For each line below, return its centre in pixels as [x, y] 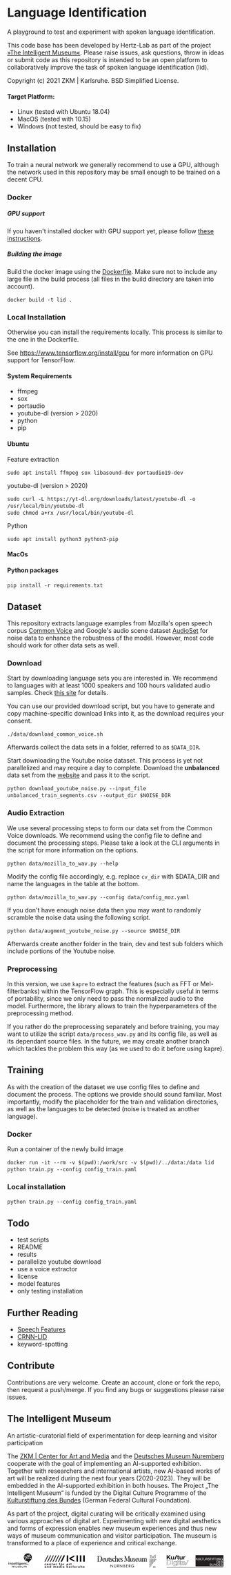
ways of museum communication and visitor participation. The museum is [112, 1535]
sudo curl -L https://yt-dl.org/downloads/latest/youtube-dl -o [101, 499]
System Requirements [40, 376]
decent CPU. [25, 179]
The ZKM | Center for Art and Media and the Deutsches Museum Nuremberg [116, 1456]
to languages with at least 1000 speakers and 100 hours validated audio [109, 685]
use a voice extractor [47, 1269]
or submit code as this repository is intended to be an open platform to [108, 59]
